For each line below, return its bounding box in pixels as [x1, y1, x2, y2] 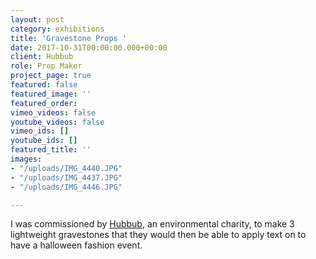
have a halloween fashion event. [10, 239, 143, 251]
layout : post [10, 14, 65, 25]
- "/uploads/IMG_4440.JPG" [10, 163, 123, 173]
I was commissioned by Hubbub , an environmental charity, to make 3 [10, 218, 295, 230]
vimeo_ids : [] [10, 126, 70, 136]
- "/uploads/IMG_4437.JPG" [10, 172, 123, 183]
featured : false [10, 80, 78, 90]
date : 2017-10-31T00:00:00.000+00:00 [10, 42, 168, 53]
